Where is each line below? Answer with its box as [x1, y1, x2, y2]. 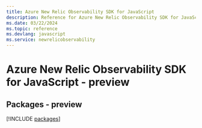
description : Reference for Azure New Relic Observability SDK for [6, 14, 179, 20]
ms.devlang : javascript [6, 31, 66, 37]
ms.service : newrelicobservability [6, 37, 96, 43]
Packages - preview [6, 99, 82, 109]
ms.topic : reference [6, 25, 58, 32]
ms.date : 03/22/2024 [6, 20, 58, 26]
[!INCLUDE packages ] [6, 115, 61, 122]
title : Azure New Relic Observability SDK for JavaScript [6, 8, 155, 15]
